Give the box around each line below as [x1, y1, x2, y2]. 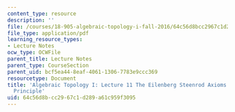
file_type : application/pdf [7, 29, 90, 37]
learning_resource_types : [7, 36, 83, 43]
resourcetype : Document [7, 74, 77, 82]
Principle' [13, 88, 45, 95]
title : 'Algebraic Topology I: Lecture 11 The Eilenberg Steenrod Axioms [7, 81, 227, 88]
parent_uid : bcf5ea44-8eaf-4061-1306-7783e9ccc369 [7, 68, 158, 75]
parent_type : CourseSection [7, 62, 90, 69]
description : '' [7, 17, 55, 24]
